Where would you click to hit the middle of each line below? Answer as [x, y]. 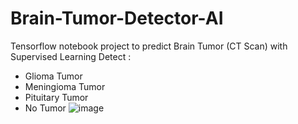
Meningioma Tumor [65, 86]
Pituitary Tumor [56, 97]
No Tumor [45, 108]
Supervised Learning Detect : [71, 56]
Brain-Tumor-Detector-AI [117, 18]
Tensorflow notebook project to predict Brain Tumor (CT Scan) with [149, 46]
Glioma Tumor [53, 76]
